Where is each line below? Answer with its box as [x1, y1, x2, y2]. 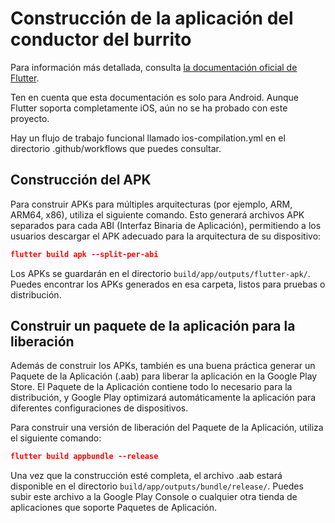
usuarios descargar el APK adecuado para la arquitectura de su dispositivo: [10, 230, 322, 242]
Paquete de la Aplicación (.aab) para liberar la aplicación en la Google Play [10, 370, 318, 382]
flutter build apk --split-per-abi [10, 249, 159, 259]
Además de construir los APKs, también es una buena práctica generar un [10, 360, 316, 372]
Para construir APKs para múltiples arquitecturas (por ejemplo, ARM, [10, 198, 293, 210]
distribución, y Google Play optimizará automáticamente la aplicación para [10, 392, 317, 404]
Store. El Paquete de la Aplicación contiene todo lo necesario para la [10, 381, 293, 393]
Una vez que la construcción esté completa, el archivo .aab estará [10, 470, 283, 482]
